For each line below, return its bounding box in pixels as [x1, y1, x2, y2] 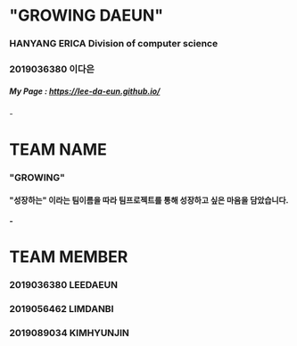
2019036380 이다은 [9, 63, 95, 76]
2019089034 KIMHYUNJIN [9, 327, 129, 340]
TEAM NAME [9, 139, 107, 160]
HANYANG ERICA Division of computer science [9, 38, 219, 50]
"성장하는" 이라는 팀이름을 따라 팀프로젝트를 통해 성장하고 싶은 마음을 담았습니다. [9, 194, 289, 206]
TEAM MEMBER [9, 247, 128, 267]
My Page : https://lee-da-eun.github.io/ [9, 86, 161, 97]
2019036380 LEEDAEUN [9, 279, 119, 291]
